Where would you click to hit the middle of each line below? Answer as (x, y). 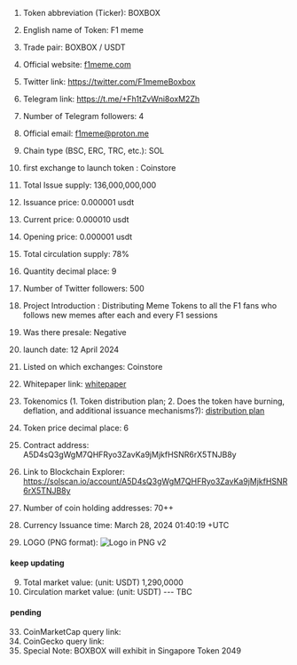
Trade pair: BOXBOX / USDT (74, 47)
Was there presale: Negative (74, 332)
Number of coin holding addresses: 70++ (98, 508)
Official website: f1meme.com (77, 64)
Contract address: (56, 445)
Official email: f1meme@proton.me (86, 133)
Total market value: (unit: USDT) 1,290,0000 (103, 582)
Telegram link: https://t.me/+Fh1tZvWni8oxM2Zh (111, 99)
